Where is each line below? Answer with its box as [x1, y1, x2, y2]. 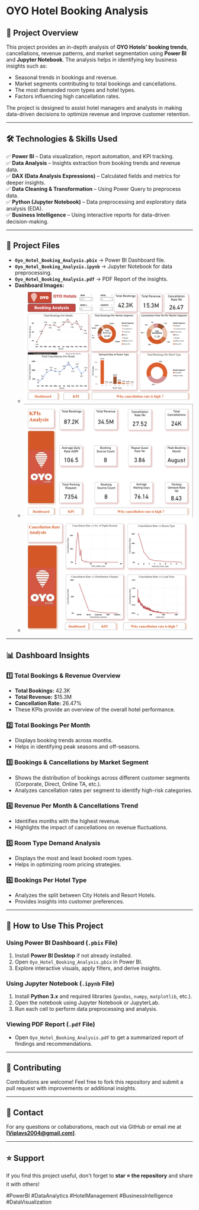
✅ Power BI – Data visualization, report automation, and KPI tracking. [6, 152, 174, 159]
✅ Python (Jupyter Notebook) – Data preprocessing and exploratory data [6, 198, 187, 205]
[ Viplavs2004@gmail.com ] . [6, 1129, 76, 1136]
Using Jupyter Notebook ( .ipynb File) [6, 979, 115, 988]
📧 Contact [6, 1107, 44, 1118]
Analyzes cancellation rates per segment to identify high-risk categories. [14, 787, 192, 794]
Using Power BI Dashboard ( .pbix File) [6, 938, 118, 947]
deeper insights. [6, 179, 46, 186]
